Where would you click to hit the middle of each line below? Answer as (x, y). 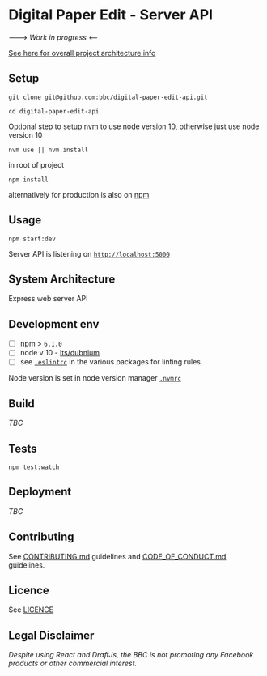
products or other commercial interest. (73, 663)
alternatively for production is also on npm (79, 194)
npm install (28, 180)
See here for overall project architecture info (82, 53)
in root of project (36, 164)
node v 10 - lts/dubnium (59, 353)
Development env (54, 324)
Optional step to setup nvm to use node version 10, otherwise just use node (134, 126)
